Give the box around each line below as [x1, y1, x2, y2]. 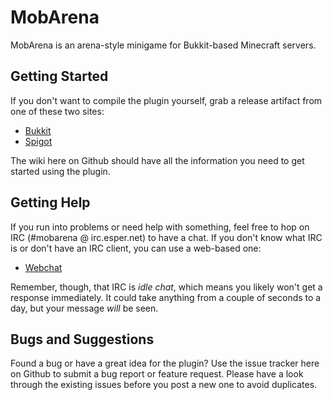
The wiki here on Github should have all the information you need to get [10, 154, 305, 166]
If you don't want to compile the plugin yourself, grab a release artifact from [10, 94, 323, 106]
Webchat [24, 261, 63, 273]
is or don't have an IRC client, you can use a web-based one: [10, 242, 262, 254]
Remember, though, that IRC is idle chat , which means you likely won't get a [10, 281, 323, 293]
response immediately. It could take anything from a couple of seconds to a [10, 291, 322, 303]
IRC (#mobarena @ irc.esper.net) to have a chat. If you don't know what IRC [10, 231, 323, 243]
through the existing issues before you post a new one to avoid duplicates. [10, 379, 318, 391]
